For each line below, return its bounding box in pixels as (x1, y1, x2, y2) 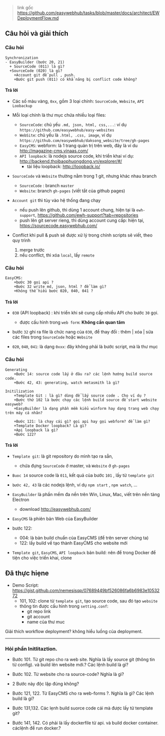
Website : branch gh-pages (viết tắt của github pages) (19, 188, 125, 194)
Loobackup (12, 103, 33, 108)
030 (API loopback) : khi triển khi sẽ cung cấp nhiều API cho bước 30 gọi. (12, 310, 159, 316)
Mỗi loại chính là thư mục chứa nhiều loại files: (12, 112, 107, 118)
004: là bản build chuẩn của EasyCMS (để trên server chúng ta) (19, 535, 149, 540)
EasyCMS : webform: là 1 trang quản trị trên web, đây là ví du (19, 142, 138, 148)
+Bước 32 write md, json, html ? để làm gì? (14, 284, 107, 289)
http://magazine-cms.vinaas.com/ (19, 148, 88, 154)
